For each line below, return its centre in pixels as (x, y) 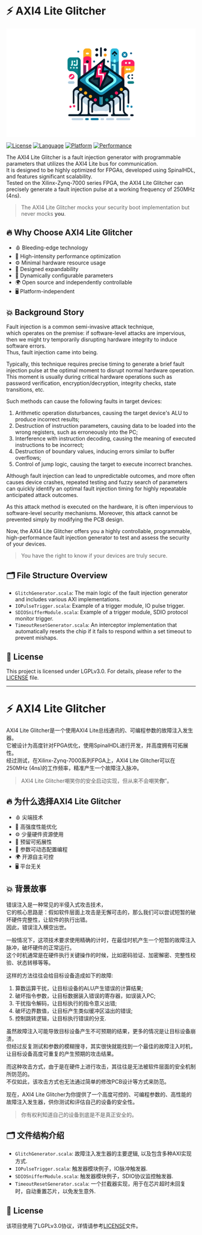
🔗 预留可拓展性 (33, 842)
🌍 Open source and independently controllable (74, 282)
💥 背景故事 (26, 889)
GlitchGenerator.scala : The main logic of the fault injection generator (101, 593)
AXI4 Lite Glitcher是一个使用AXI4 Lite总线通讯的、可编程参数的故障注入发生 (100, 730)
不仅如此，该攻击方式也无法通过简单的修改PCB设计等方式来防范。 (88, 1081)
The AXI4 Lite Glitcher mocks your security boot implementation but (105, 207)
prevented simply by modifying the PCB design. (65, 520)
